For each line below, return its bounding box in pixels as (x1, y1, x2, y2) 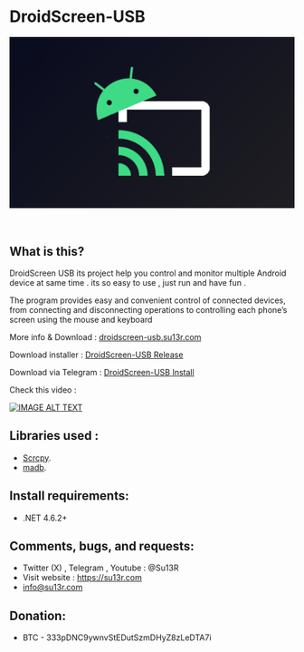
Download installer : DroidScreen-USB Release (9, 349, 184, 360)
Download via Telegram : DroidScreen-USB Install (9, 366, 195, 377)
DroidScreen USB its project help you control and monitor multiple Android (9, 268, 287, 278)
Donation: (9, 608, 66, 623)
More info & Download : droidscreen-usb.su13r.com (9, 331, 202, 342)
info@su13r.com (22, 582, 83, 593)
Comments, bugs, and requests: (9, 538, 195, 554)
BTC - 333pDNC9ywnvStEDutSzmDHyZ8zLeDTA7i (22, 632, 212, 643)
